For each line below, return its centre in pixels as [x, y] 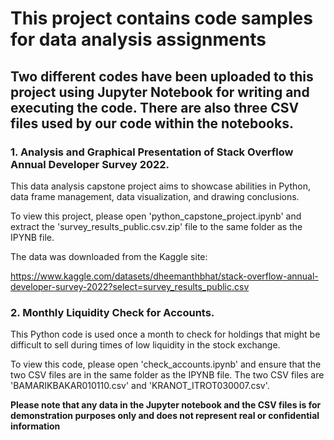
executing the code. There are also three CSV [155, 107]
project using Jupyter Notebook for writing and [160, 92]
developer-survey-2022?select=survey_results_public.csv [130, 286]
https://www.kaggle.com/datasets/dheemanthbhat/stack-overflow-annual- [164, 276]
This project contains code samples [161, 18]
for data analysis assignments [138, 39]
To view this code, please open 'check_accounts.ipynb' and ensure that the [166, 364]
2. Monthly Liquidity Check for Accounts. [112, 312]
